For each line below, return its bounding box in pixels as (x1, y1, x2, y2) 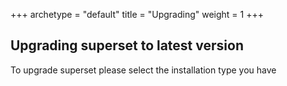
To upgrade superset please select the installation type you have (10, 64, 277, 76)
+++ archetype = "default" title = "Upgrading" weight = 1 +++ (10, 9, 264, 20)
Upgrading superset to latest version (10, 37, 244, 54)
